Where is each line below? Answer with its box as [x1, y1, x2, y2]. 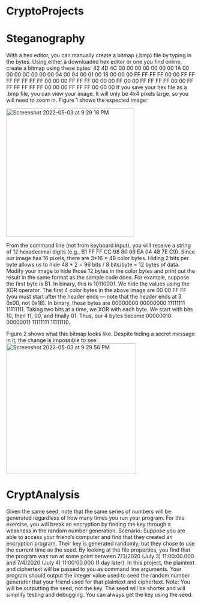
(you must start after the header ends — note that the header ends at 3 [6, 293, 182, 300]
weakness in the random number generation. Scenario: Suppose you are [6, 527, 185, 534]
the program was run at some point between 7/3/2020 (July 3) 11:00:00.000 [6, 553, 194, 560]
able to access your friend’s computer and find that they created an [6, 534, 173, 541]
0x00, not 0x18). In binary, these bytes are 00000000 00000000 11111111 [6, 299, 185, 307]
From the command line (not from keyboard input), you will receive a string [6, 242, 191, 249]
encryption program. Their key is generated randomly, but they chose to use [6, 540, 195, 547]
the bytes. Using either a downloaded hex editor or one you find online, [6, 58, 182, 66]
